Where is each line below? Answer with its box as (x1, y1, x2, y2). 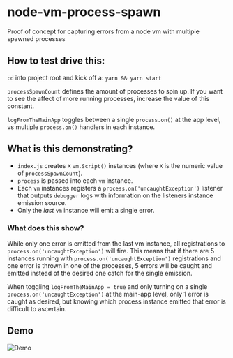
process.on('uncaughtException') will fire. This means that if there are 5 (7, 246, 215, 255)
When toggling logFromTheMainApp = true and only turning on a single (7, 282, 208, 290)
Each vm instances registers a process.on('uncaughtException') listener (17, 184, 223, 192)
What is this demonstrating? (7, 143, 133, 155)
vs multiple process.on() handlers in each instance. (7, 123, 156, 131)
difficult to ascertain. (7, 304, 67, 313)
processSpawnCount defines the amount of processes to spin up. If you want (7, 87, 223, 95)
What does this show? (7, 223, 84, 233)
